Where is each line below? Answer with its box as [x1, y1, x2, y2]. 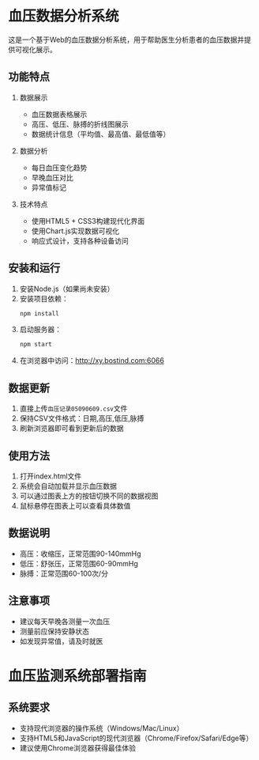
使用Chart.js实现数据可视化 [31, 226, 120, 236]
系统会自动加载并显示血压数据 [19, 481, 117, 490]
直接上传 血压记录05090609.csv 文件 [19, 404, 128, 414]
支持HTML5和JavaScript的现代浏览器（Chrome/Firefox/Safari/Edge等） [19, 733, 253, 743]
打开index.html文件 [19, 471, 82, 481]
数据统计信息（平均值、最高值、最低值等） [31, 129, 171, 138]
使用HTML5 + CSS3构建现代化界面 [31, 216, 145, 225]
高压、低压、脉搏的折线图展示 [31, 119, 129, 129]
